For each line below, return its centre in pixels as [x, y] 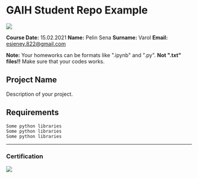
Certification [25, 156]
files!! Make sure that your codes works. [55, 61]
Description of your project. [39, 94]
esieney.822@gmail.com [36, 43]
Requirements [32, 112]
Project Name [32, 80]
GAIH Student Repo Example [77, 10]
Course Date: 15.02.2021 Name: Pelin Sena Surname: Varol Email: [87, 37]
